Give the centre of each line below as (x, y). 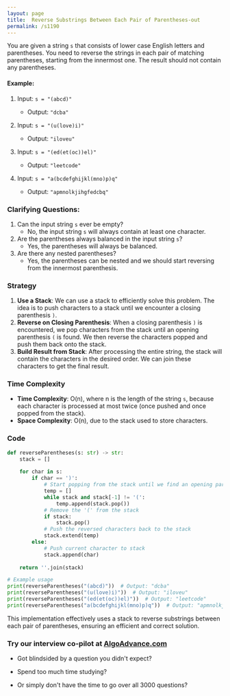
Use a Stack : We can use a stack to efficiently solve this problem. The (116, 301)
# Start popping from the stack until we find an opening (128, 485)
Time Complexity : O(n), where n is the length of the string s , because (115, 399)
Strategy (22, 285)
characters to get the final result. (63, 366)
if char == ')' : (55, 478)
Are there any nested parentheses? (66, 253)
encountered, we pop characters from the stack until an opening (108, 330)
